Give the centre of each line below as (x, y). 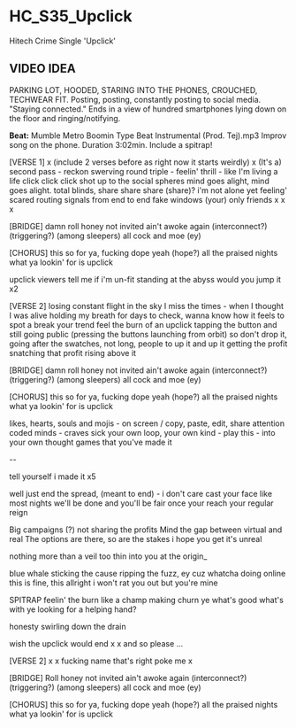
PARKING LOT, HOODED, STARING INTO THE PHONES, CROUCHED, (133, 89)
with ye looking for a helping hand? (73, 609)
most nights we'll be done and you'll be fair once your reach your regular (141, 503)
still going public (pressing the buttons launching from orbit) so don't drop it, (148, 334)
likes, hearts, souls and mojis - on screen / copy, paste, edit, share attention (147, 423)
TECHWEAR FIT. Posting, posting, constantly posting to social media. (135, 99)
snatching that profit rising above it (73, 352)
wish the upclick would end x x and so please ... (96, 643)
